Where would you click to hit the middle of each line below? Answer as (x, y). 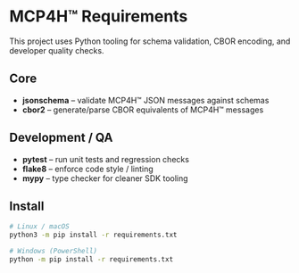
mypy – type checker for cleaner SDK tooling (105, 178)
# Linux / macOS (39, 227)
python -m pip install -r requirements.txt (91, 260)
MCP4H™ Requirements (99, 17)
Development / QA (61, 138)
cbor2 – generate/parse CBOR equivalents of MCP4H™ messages (143, 110)
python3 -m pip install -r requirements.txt (93, 235)
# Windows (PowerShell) (54, 252)
